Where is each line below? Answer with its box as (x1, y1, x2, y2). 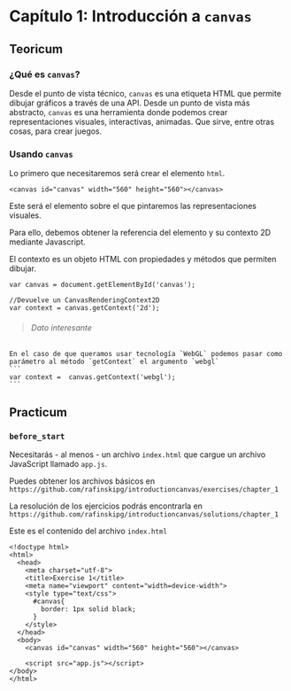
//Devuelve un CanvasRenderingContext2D (9, 296, 161, 305)
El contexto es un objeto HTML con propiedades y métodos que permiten (9, 254, 277, 265)
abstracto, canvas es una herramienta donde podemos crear (9, 106, 228, 117)
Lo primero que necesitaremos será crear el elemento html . (9, 168, 226, 179)
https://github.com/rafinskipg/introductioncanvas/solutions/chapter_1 (9, 510, 279, 519)
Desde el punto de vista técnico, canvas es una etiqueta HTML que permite (9, 88, 281, 98)
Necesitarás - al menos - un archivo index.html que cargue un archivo (9, 449, 266, 460)
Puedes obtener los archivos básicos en (9, 476, 156, 486)
